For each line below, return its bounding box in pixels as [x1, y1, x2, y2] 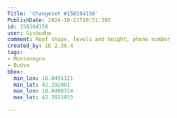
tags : [7, 49, 23, 56]
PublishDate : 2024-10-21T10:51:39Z [7, 17, 111, 24]
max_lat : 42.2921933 [13, 94, 73, 101]
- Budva [7, 62, 30, 69]
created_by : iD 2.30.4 [7, 42, 73, 49]
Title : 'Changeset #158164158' [7, 10, 99, 17]
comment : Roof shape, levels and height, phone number [7, 36, 171, 43]
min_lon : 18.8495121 [13, 74, 73, 82]
